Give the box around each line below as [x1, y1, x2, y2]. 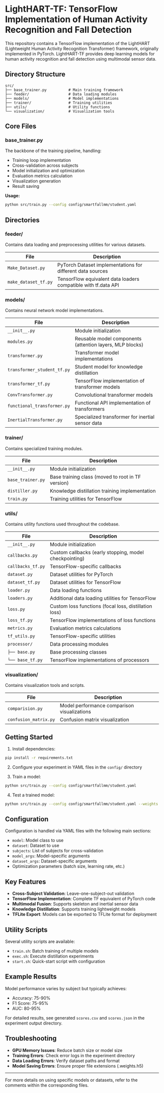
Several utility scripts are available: [5, 938, 75, 945]
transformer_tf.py [7, 381, 50, 387]
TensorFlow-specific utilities [49, 633, 116, 639]
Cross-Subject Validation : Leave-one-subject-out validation [12, 890, 134, 896]
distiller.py [7, 488, 38, 494]
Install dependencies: [12, 746, 56, 751]
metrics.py [7, 625, 33, 631]
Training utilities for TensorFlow [49, 495, 122, 502]
